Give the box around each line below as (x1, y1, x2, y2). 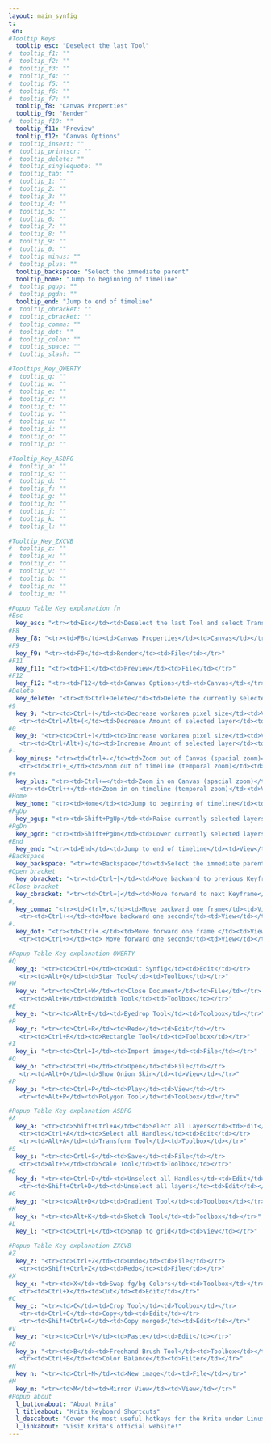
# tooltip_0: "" (8, 245, 67, 253)
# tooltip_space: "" (8, 343, 81, 351)
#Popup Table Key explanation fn (8, 604, 121, 612)
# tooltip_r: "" (8, 395, 67, 403)
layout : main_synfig (8, 11, 78, 20)
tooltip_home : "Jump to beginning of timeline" (15, 275, 179, 283)
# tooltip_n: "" (8, 582, 67, 590)
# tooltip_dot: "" (8, 328, 74, 336)
